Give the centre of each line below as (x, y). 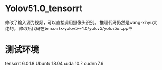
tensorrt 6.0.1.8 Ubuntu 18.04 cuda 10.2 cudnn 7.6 (54, 63)
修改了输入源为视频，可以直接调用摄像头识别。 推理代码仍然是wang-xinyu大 (81, 22)
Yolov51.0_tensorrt (44, 8)
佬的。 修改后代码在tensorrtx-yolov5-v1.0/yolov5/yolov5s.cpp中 (69, 28)
